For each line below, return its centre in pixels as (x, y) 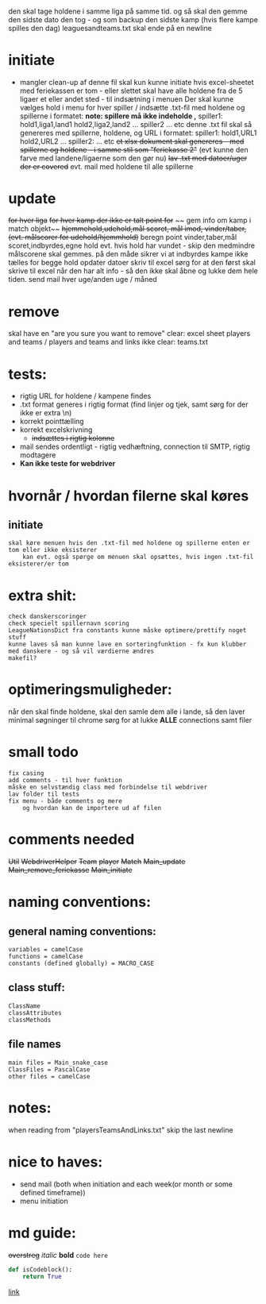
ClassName (25, 1006)
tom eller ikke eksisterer (53, 550)
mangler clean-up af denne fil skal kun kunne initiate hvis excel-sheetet (137, 82)
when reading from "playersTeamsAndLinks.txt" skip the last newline (121, 1130)
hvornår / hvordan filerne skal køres (129, 496)
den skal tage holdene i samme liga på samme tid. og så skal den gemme (128, 11)
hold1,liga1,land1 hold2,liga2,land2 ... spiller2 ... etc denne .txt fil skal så (136, 124)
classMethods (30, 1020)
